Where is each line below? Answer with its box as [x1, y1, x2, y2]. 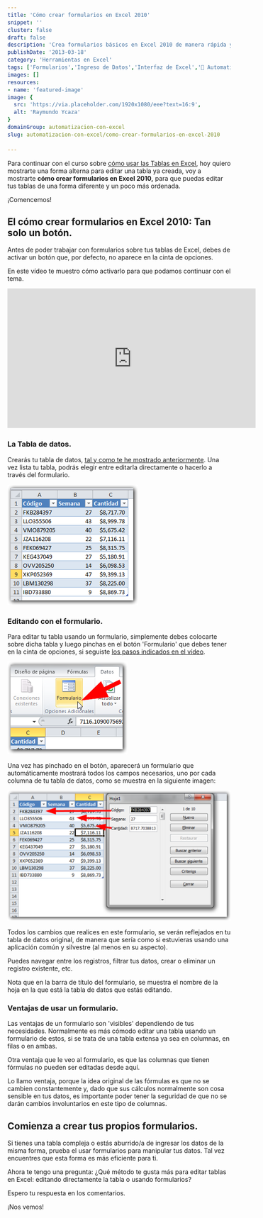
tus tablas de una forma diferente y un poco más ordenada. [7, 181, 181, 190]
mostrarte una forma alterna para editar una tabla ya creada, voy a [7, 167, 202, 175]
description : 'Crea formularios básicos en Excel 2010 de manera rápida [7, 41, 227, 49]
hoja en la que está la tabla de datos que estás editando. [7, 985, 172, 994]
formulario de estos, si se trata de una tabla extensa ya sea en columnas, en [7, 1034, 230, 1043]
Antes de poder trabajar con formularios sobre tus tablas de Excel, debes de [7, 245, 230, 255]
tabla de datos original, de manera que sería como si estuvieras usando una [7, 935, 229, 944]
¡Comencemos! [7, 195, 52, 203]
